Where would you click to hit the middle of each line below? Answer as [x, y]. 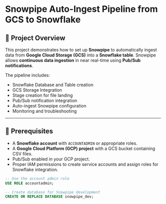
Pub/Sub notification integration [45, 101]
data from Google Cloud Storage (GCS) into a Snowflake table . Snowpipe [81, 55]
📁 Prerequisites [29, 131]
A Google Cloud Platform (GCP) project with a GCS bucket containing [84, 148]
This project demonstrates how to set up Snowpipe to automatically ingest [81, 50]
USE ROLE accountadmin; [30, 183]
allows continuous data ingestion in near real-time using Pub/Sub [73, 60]
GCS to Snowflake [43, 20]
